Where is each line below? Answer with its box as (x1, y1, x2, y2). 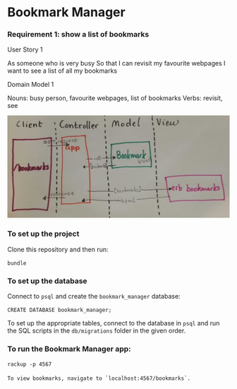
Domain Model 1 (7, 80, 54, 89)
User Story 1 (7, 45, 43, 54)
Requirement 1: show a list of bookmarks (7, 30, 150, 40)
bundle (7, 259, 27, 267)
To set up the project (7, 229, 80, 239)
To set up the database (7, 276, 87, 286)
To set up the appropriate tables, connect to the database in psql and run (7, 318, 220, 327)
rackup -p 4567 (7, 361, 52, 368)
